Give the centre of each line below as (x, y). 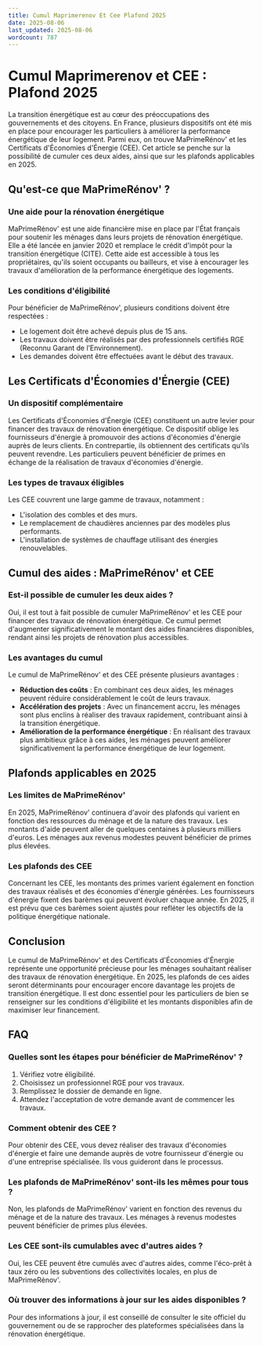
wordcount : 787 (33, 37)
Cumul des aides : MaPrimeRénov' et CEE (111, 573)
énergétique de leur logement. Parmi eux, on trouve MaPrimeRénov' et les (127, 140)
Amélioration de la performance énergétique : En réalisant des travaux (135, 731)
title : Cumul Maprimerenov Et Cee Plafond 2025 (87, 15)
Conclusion (37, 941)
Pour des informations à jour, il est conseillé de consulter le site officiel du (127, 1317)
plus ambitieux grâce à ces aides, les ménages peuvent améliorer (125, 740)
